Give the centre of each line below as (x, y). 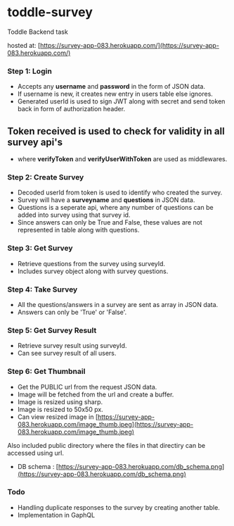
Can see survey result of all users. (67, 353)
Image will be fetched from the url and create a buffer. (96, 394)
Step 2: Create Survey (46, 177)
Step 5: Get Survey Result (52, 330)
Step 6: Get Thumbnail (46, 372)
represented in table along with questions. (78, 230)
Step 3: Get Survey (40, 249)
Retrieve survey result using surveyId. (72, 346)
